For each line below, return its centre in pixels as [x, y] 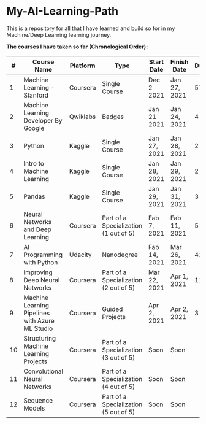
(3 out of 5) [119, 357]
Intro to [34, 163]
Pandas [34, 196]
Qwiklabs [82, 117]
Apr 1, [179, 276]
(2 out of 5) [119, 288]
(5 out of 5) [119, 412]
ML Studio [38, 328]
